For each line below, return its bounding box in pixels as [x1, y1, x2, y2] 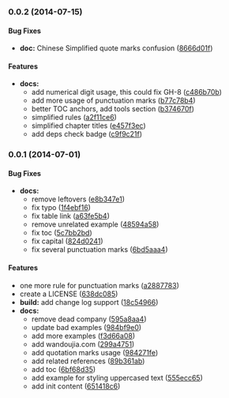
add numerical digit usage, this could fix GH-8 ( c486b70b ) [31, 88, 223, 97]
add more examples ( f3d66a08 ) [31, 331, 136, 340]
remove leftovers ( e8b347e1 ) [31, 194, 125, 204]
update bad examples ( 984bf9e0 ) [31, 322, 142, 332]
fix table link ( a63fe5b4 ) [31, 212, 111, 221]
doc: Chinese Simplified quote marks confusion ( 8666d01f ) [19, 43, 213, 53]
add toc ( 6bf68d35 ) [31, 364, 96, 374]
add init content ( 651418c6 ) [31, 381, 121, 391]
